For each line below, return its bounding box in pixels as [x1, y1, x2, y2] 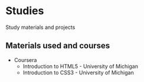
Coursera [14, 56, 37, 63]
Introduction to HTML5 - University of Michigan [22, 63, 138, 70]
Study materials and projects [5, 24, 76, 31]
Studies [5, 4, 44, 18]
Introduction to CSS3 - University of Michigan [22, 69, 134, 76]
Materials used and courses [5, 41, 110, 51]
